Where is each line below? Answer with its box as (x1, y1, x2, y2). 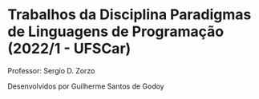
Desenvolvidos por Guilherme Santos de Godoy (7, 81, 165, 91)
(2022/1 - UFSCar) (7, 40, 132, 57)
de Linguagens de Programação (7, 22, 225, 41)
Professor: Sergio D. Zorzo (7, 65, 95, 75)
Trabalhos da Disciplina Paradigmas (7, 6, 252, 24)
